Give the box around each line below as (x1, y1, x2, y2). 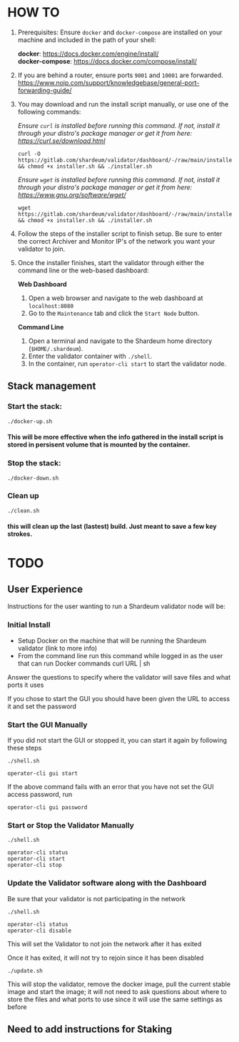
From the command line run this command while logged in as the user (17, 651, 223, 660)
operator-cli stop (7, 862, 62, 869)
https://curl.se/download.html (17, 137, 106, 145)
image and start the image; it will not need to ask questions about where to (7, 987, 227, 996)
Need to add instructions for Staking (7, 1023, 173, 1035)
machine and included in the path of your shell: (17, 35, 156, 44)
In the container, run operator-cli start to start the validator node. (28, 359, 227, 368)
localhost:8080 (28, 302, 73, 309)
